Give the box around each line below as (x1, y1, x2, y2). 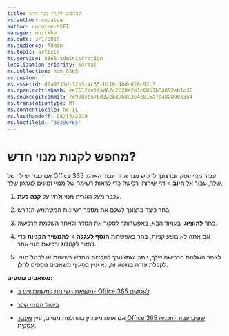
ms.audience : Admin (7, 42, 63, 49)
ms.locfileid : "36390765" (7, 119, 81, 126)
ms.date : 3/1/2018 (7, 36, 60, 43)
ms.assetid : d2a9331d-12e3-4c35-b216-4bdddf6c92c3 (7, 81, 156, 88)
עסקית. (17, 322, 37, 330)
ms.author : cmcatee (7, 17, 63, 23)
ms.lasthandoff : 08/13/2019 (7, 112, 88, 119)
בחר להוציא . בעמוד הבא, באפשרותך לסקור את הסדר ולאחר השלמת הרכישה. (17, 219, 218, 228)
